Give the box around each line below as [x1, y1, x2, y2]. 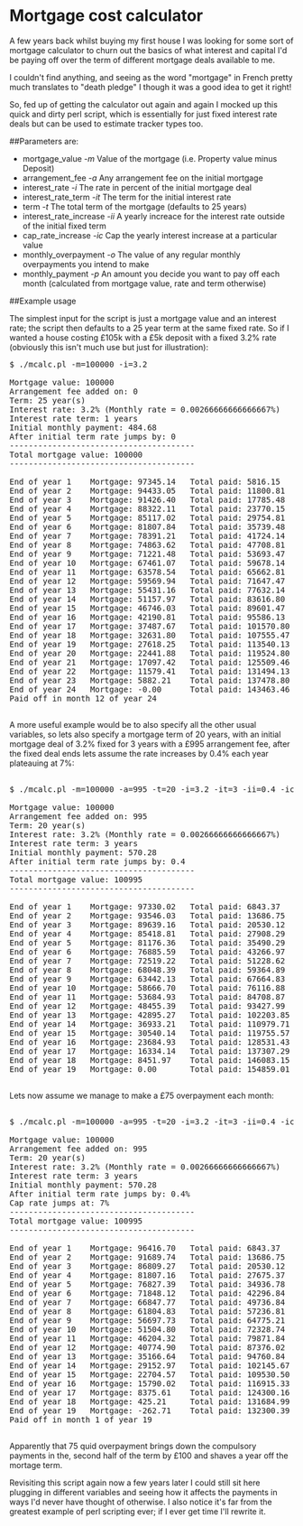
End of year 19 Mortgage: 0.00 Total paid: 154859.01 [9, 1064, 290, 1075]
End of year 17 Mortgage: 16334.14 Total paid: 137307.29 [9, 1046, 290, 1056]
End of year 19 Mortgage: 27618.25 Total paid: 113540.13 [9, 638, 290, 649]
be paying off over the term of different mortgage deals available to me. [9, 54, 276, 65]
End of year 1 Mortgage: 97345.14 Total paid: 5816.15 [9, 476, 281, 487]
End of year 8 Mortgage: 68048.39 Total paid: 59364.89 [9, 964, 286, 975]
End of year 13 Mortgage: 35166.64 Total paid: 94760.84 [9, 1351, 286, 1362]
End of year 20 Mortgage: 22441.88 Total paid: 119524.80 [9, 647, 290, 658]
